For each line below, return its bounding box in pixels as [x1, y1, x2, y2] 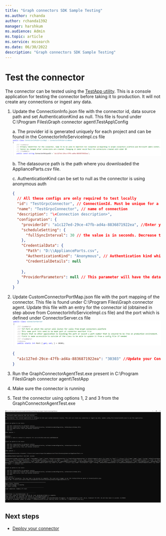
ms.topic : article [5, 34, 43, 39]
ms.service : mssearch [5, 40, 50, 45]
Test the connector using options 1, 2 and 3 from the [12, 395, 119, 401]
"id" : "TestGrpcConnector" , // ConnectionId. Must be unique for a [17, 201, 159, 207]
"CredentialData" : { [21, 243, 64, 248]
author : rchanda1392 [5, 18, 48, 23]
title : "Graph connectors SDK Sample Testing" [5, 8, 103, 13]
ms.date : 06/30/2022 [5, 45, 48, 50]
